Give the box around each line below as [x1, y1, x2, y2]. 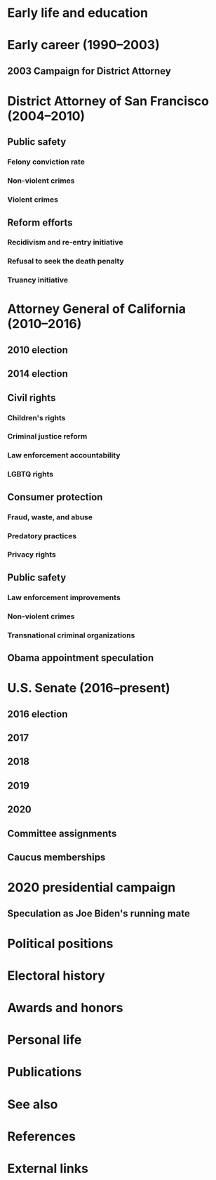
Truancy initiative [7, 275, 69, 285]
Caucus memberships [7, 851, 106, 863]
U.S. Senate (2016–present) [7, 680, 170, 696]
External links [7, 1161, 89, 1176]
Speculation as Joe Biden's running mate [7, 907, 191, 919]
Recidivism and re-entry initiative [7, 238, 124, 247]
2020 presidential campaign [7, 880, 176, 895]
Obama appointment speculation [7, 652, 154, 664]
